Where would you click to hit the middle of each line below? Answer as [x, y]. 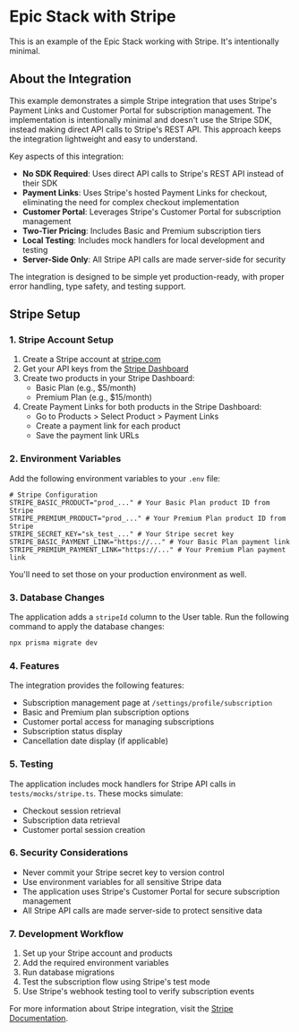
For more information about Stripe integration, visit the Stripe [121, 1009]
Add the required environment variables [95, 963]
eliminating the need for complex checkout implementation [131, 202]
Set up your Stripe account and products [97, 953]
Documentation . [39, 1019]
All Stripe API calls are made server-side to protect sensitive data [142, 910]
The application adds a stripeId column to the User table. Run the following [149, 617]
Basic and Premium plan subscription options [106, 712]
